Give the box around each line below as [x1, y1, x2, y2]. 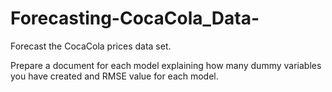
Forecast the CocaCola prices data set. [10, 40, 172, 52]
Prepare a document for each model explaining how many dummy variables [10, 59, 322, 71]
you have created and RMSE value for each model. [10, 70, 219, 82]
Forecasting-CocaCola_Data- [10, 7, 260, 30]
